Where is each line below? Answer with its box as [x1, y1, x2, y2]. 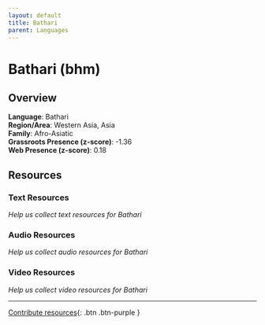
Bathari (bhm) [8, 60, 101, 78]
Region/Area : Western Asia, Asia [8, 120, 116, 130]
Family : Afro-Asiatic [8, 129, 73, 138]
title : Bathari [8, 19, 58, 27]
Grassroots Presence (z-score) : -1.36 [8, 137, 132, 146]
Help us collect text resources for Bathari [8, 210, 142, 220]
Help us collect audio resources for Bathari [8, 247, 148, 257]
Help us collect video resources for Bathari [8, 285, 148, 294]
